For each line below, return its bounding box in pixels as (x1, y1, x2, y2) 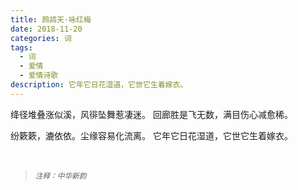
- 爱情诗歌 (19, 71, 59, 81)
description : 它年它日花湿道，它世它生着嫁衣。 (10, 80, 188, 90)
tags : (10, 42, 33, 53)
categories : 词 (10, 33, 72, 43)
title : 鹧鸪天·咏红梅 (10, 14, 92, 25)
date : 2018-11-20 (10, 24, 83, 34)
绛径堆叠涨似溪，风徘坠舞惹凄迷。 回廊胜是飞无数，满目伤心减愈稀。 (10, 108, 293, 120)
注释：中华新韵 (34, 171, 87, 181)
